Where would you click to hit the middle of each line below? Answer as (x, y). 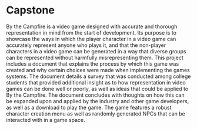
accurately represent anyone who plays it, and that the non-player (86, 45)
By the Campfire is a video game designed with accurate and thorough (92, 26)
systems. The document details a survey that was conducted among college (98, 76)
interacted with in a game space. (46, 120)
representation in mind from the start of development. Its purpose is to (91, 32)
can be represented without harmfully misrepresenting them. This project (95, 57)
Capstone (30, 10)
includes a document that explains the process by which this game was (93, 64)
